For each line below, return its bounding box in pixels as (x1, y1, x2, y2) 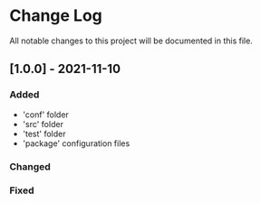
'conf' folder (22, 109, 70, 120)
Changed (9, 160, 52, 172)
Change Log (9, 5, 102, 26)
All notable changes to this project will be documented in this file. (9, 35, 254, 46)
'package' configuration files (22, 137, 130, 149)
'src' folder (22, 118, 63, 129)
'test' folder (22, 128, 66, 139)
